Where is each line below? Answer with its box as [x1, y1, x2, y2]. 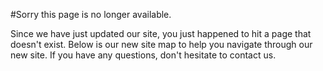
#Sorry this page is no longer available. [10, 9, 172, 20]
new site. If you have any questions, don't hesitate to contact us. [10, 49, 277, 61]
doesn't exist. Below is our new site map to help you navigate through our [10, 39, 313, 50]
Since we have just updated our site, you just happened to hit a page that [10, 28, 312, 39]
